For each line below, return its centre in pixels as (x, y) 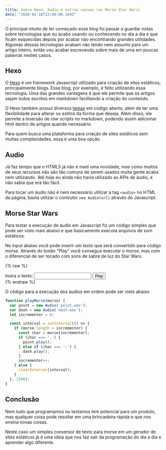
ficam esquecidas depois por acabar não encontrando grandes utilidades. (81, 39)
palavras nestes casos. (28, 55)
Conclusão (22, 399)
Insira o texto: (19, 276)
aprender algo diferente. (30, 442)
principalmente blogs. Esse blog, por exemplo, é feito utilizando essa (75, 88)
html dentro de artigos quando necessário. (49, 124)
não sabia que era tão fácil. (33, 183)
